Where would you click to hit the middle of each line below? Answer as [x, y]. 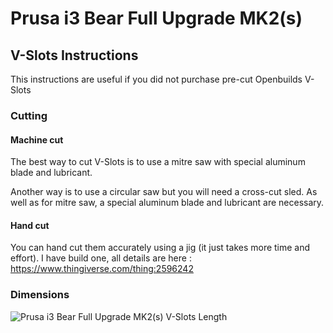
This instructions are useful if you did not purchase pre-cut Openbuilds [156, 79]
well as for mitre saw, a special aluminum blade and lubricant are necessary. [167, 203]
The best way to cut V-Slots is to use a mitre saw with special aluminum [158, 162]
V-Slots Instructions [74, 55]
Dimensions [40, 295]
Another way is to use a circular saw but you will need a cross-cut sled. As [164, 192]
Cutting [29, 115]
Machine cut [37, 139]
